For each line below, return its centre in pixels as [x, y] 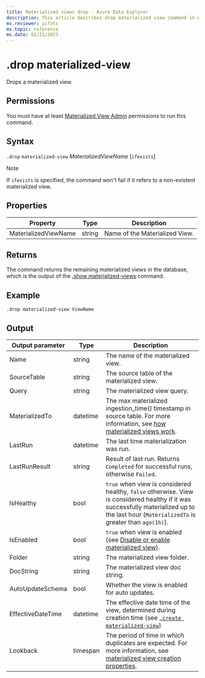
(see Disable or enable [138, 540]
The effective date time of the [148, 602]
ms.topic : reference [33, 29]
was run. [118, 449]
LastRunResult [30, 466]
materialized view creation [143, 658]
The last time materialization [146, 441]
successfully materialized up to [150, 507]
